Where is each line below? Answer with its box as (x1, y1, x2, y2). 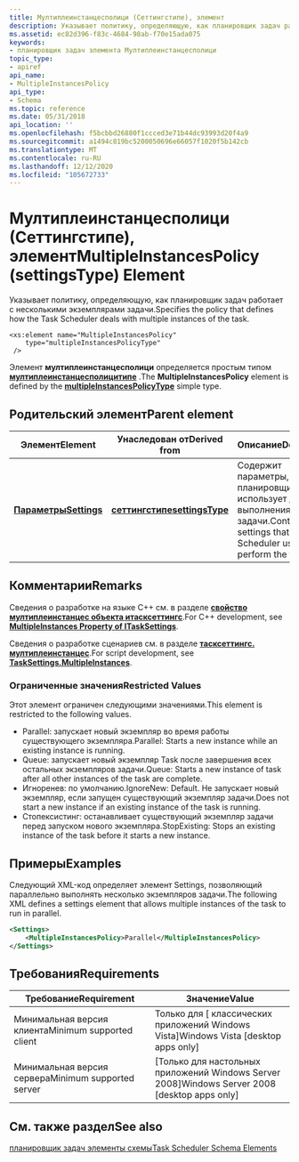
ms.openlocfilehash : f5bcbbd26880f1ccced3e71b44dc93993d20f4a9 (9, 129, 249, 138)
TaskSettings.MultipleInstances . (9, 657, 133, 667)
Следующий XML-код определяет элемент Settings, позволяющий (9, 879, 263, 890)
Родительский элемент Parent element (9, 407, 234, 422)
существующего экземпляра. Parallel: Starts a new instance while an (21, 736, 279, 746)
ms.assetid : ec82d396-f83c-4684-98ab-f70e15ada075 (9, 29, 201, 38)
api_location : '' (9, 121, 74, 130)
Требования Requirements (9, 966, 160, 981)
